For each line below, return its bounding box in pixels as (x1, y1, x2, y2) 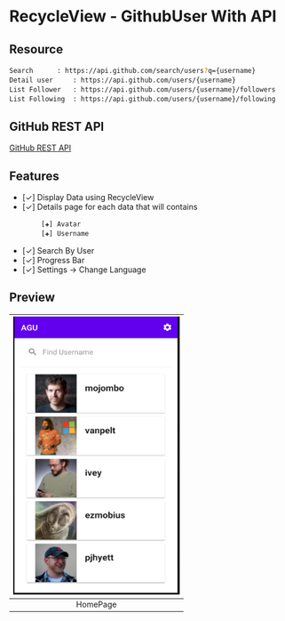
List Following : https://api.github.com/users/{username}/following (9, 94, 276, 103)
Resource (9, 42, 64, 57)
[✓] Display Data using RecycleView (21, 192, 154, 203)
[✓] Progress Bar (21, 254, 85, 265)
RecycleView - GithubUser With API (9, 6, 277, 27)
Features (9, 168, 59, 183)
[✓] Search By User (21, 245, 95, 255)
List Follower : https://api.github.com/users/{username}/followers (9, 85, 276, 94)
